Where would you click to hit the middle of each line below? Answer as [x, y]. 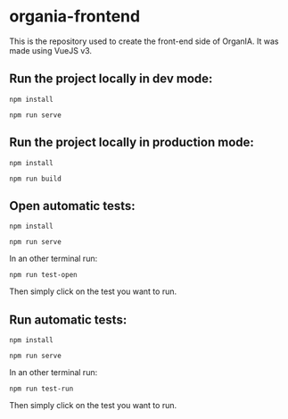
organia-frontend [75, 17]
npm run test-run [41, 389]
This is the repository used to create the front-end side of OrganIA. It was [144, 41]
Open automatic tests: [72, 206]
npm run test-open [43, 275]
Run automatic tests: [68, 319]
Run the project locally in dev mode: [111, 79]
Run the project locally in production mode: [132, 142]
